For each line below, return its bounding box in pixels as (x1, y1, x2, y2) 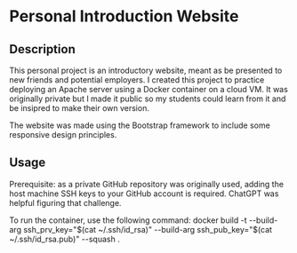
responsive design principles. (9, 130, 117, 139)
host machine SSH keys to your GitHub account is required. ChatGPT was (9, 188, 279, 199)
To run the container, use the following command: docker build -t (9, 215, 247, 225)
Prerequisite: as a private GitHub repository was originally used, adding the (9, 178, 285, 189)
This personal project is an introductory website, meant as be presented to (9, 65, 283, 75)
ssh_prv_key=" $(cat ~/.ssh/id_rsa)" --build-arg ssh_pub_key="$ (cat (23, 224, 273, 234)
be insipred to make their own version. (9, 103, 149, 113)
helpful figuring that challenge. (9, 197, 122, 208)
